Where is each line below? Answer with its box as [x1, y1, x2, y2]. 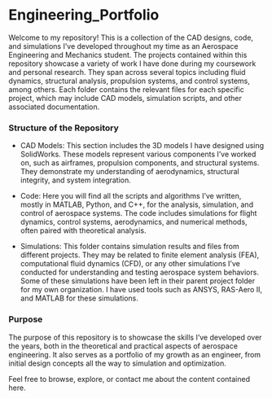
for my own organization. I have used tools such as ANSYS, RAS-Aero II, [20, 285, 263, 295]
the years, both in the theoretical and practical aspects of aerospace [8, 340, 239, 351]
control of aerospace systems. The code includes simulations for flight [20, 208, 257, 218]
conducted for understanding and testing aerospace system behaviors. [20, 267, 259, 278]
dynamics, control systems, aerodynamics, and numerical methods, [20, 217, 248, 227]
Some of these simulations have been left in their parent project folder [20, 276, 256, 286]
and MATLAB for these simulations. [20, 293, 138, 303]
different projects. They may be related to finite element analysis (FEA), [20, 250, 260, 260]
